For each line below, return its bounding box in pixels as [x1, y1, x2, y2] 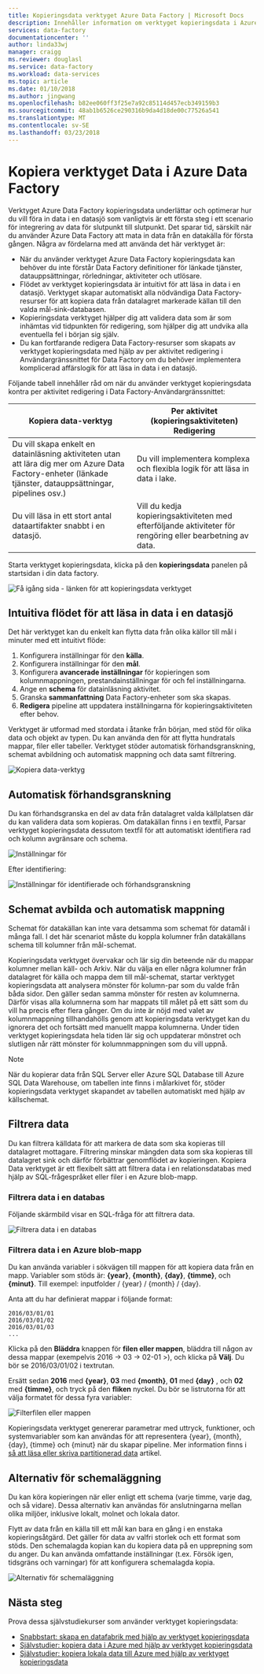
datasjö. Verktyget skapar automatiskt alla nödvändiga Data [19, 288, 213, 297]
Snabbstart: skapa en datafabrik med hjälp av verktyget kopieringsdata [19, 1632, 250, 1642]
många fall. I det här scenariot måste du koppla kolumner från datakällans [8, 932, 246, 941]
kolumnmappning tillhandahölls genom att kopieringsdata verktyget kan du [8, 1014, 250, 1023]
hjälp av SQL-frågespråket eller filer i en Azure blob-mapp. [8, 1171, 198, 1182]
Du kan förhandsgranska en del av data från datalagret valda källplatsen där [8, 809, 254, 818]
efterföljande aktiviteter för [136, 520, 236, 531]
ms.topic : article [8, 77, 68, 85]
